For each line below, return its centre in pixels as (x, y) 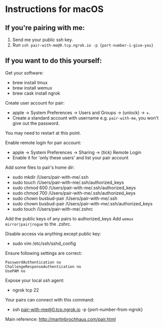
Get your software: (24, 73)
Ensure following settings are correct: (44, 253)
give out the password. (36, 123)
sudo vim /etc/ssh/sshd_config (44, 243)
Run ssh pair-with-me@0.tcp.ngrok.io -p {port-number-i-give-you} (83, 45)
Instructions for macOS (54, 9)
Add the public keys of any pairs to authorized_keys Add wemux (69, 218)
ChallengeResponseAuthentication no (43, 266)
